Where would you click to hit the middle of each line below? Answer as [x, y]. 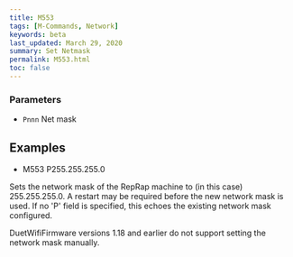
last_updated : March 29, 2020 [66, 43]
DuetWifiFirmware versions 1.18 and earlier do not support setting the [137, 233]
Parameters [35, 99]
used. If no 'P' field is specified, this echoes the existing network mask [141, 206]
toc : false [30, 69]
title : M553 [32, 18]
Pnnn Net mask [49, 119]
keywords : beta [38, 34]
